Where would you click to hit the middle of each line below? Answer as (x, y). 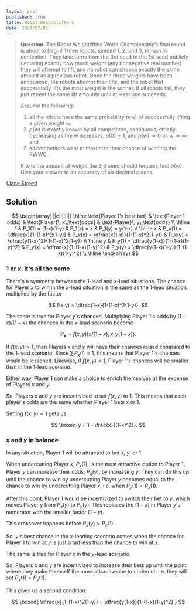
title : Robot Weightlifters (40, 22)
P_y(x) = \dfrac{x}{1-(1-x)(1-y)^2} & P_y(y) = (79, 247)
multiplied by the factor (34, 294)
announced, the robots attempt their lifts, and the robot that (92, 82)
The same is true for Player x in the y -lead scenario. (68, 554)
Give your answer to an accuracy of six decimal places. (87, 172)
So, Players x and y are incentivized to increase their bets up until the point (96, 565)
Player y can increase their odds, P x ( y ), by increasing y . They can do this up (98, 473)
